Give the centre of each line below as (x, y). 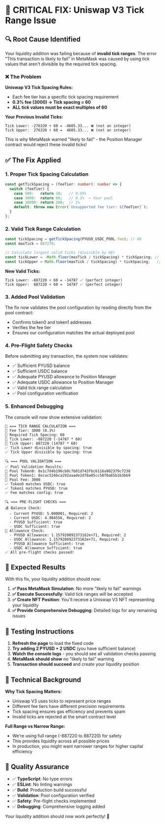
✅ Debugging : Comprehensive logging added (59, 806)
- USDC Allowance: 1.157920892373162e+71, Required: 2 (67, 539)
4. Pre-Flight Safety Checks (39, 345)
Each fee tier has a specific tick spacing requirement (65, 97)
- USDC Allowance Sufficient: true (46, 548)
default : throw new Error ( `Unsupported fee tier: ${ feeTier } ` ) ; (81, 207)
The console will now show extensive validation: (54, 417)
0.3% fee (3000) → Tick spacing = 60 (51, 102)
